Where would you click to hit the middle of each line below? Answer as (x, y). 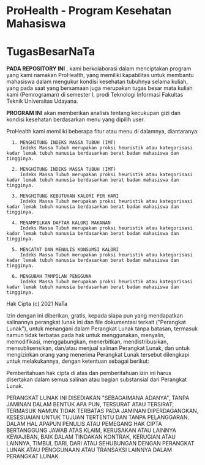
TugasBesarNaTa (51, 52)
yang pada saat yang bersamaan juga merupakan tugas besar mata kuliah (99, 88)
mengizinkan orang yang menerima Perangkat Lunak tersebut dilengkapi (98, 355)
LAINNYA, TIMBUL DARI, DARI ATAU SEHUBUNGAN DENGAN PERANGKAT (100, 444)
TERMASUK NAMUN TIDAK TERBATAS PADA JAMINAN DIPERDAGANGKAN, (102, 411)
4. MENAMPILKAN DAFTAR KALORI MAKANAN (61, 223)
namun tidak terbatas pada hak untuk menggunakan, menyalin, (86, 335)
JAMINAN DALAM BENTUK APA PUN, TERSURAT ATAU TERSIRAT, (90, 404)
